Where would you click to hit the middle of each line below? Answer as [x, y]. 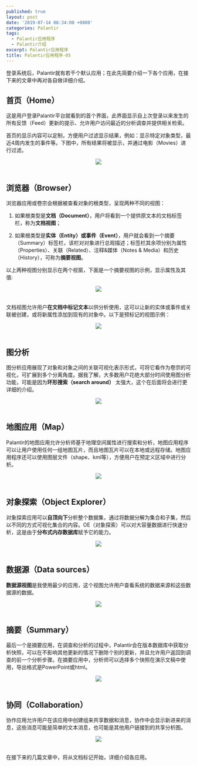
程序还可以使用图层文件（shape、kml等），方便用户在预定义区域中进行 [96, 457]
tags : [13, 34]
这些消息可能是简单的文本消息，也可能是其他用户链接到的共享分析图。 [101, 728]
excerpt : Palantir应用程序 [37, 50]
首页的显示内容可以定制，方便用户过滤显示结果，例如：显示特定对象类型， [96, 135]
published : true [26, 11]
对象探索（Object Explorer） [58, 502]
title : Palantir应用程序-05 [39, 55]
